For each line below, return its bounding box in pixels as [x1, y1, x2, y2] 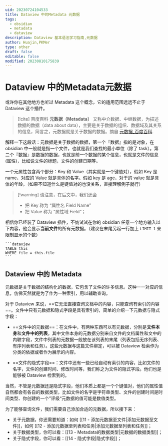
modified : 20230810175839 [5, 59, 59, 64]
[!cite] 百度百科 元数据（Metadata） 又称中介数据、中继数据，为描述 [17, 116, 159, 122]
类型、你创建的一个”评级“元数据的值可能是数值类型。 [9, 395, 119, 401]
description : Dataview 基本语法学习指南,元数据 [5, 36, 98, 41]
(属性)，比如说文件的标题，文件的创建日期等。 [5, 158, 101, 164]
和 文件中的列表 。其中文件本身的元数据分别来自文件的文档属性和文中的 [16, 330, 161, 336]
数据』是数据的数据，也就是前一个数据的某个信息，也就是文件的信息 [18, 152, 158, 158]
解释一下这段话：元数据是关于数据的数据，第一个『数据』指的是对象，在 [5, 139, 154, 145]
